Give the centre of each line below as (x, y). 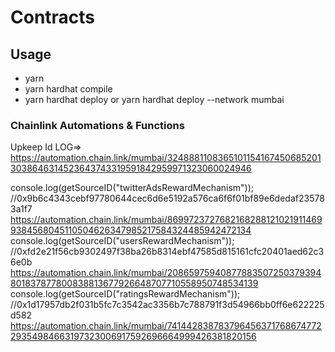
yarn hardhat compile (68, 89)
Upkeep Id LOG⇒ (46, 147)
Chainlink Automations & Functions (97, 125)
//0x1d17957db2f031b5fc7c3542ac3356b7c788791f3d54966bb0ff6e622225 (167, 305)
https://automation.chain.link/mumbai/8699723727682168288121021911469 (166, 220)
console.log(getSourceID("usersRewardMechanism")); (122, 241)
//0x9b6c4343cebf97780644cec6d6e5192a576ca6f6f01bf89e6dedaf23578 (167, 198)
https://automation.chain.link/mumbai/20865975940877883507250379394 (166, 273)
